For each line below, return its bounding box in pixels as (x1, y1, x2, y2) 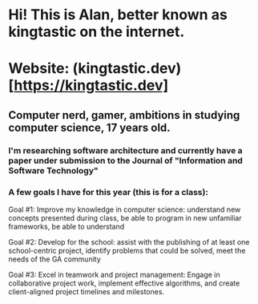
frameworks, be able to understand (8, 221, 125, 231)
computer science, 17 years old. (8, 120, 171, 134)
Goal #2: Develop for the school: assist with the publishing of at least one (8, 237, 250, 246)
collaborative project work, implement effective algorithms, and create (8, 278, 240, 288)
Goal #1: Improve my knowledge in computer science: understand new (8, 205, 241, 214)
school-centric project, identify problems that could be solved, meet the (8, 245, 246, 255)
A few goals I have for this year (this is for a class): (8, 186, 208, 197)
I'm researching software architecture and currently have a (8, 144, 243, 156)
